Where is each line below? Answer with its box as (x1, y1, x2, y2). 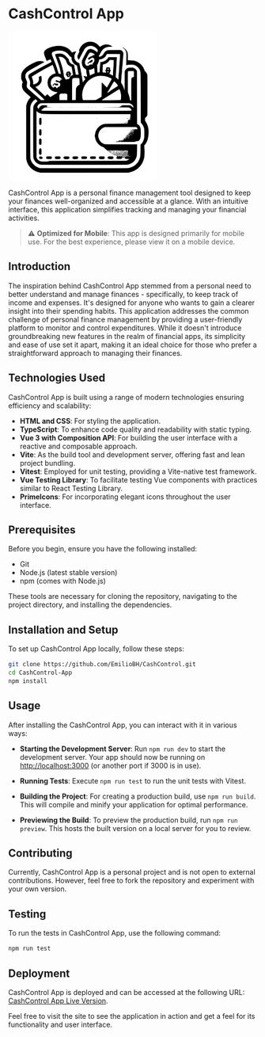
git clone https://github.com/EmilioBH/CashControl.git (8, 661, 196, 669)
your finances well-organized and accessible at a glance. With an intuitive (8, 196, 249, 206)
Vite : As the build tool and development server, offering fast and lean (19, 449, 245, 459)
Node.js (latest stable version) (19, 568, 118, 578)
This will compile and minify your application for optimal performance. (19, 799, 248, 809)
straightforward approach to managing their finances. (8, 348, 183, 357)
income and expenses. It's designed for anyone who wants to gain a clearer (8, 298, 256, 307)
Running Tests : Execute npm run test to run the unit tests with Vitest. (19, 776, 247, 785)
